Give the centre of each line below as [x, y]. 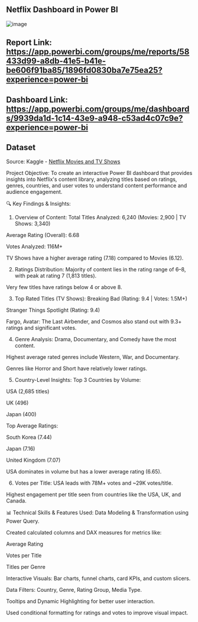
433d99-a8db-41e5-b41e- [56, 61]
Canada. [16, 501]
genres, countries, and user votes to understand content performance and [97, 186]
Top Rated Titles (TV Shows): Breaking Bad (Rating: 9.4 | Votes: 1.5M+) [101, 299]
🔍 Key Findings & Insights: [38, 204]
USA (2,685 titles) [28, 391]
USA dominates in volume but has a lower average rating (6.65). [84, 472]
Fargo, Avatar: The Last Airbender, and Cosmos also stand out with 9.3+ [94, 322]
